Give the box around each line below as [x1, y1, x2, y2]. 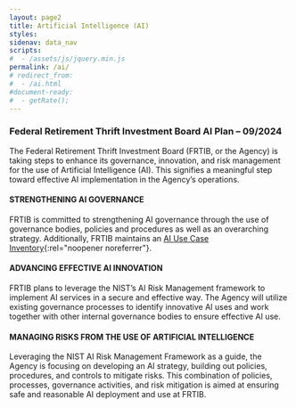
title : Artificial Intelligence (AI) [9, 21, 150, 30]
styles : [9, 29, 38, 38]
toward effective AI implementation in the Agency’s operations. [9, 174, 240, 184]
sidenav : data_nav [9, 37, 78, 47]
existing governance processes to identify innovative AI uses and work [9, 302, 269, 313]
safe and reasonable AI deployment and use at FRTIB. [9, 389, 207, 400]
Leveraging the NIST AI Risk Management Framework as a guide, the [9, 351, 262, 362]
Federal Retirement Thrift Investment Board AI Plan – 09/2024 [9, 126, 283, 138]
